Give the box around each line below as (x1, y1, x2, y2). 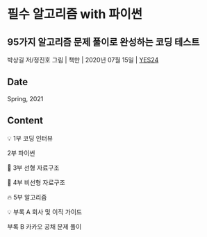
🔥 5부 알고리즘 (7, 193, 47, 201)
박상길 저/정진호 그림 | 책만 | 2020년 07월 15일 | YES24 (7, 56, 159, 64)
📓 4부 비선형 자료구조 (7, 178, 66, 186)
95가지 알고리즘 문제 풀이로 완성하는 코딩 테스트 (7, 36, 200, 48)
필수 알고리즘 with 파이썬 (7, 6, 142, 22)
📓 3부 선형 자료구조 (7, 164, 60, 172)
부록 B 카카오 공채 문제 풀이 (7, 222, 82, 231)
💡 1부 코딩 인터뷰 (7, 134, 53, 142)
